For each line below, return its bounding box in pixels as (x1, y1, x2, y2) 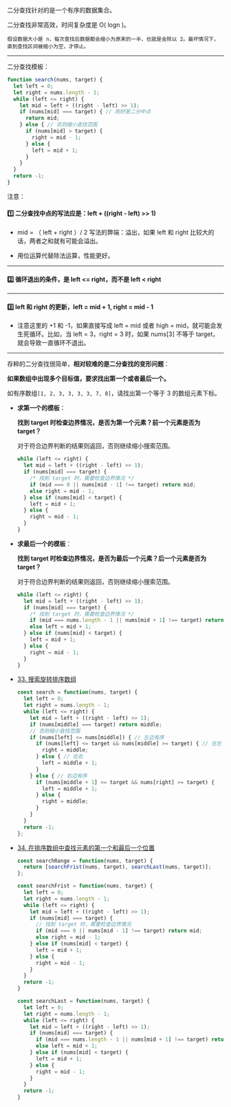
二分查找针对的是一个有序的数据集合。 (7, 6, 115, 14)
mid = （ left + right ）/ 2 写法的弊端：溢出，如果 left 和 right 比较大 (16, 228, 208, 237)
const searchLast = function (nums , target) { (16, 998, 150, 1005)
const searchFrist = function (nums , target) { (16, 883, 153, 890)
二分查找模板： (7, 63, 49, 70)
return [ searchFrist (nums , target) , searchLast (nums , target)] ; (23, 863, 212, 871)
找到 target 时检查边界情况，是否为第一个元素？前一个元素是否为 (16, 418, 201, 427)
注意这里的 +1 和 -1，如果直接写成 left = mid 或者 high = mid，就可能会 (16, 322, 217, 330)
